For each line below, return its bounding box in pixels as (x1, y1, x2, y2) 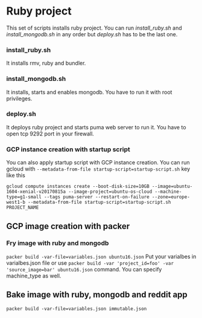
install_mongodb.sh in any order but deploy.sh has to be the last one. (6, 30, 178, 37)
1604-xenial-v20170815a (6, 189, 66, 195)
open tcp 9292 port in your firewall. (6, 130, 95, 137)
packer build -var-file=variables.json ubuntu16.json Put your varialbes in (6, 253, 197, 260)
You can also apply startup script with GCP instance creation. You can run (6, 159, 190, 166)
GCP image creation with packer (6, 221, 130, 231)
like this (6, 172, 25, 179)
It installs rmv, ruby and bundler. (6, 59, 86, 67)
